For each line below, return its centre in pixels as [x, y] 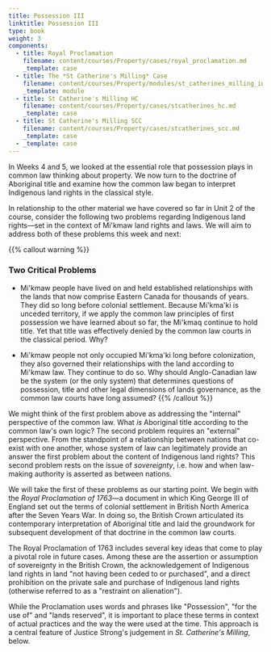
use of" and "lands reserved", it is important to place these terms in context [134, 615]
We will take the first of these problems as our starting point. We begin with [133, 489]
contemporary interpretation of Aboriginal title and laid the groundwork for [132, 524]
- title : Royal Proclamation [65, 53]
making [21, 473]
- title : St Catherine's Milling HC [77, 99]
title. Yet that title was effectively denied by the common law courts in [135, 330]
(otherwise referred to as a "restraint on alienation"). [96, 591]
